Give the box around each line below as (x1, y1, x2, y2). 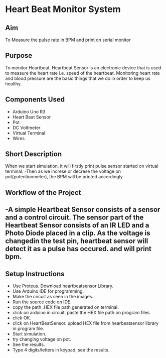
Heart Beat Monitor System (5, 4, 121, 15)
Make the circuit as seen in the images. (12, 294, 94, 300)
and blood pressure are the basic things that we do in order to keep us (5, 75, 150, 81)
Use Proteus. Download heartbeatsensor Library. (12, 283, 114, 289)
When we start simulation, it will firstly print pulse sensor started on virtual (5, 163, 159, 169)
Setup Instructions (5, 270, 65, 278)
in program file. (12, 325, 44, 332)
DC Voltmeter (12, 125, 41, 131)
